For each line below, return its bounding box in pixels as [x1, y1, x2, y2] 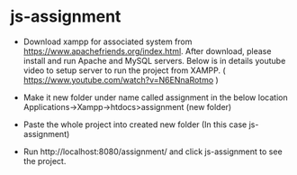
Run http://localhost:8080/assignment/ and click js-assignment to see [22, 146, 283, 157]
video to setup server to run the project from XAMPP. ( [22, 65, 226, 76]
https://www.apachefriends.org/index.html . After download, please [22, 45, 272, 56]
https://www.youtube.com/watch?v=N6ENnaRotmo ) [22, 74, 219, 85]
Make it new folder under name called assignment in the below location [22, 92, 288, 103]
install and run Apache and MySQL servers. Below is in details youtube [22, 55, 286, 66]
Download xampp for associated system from [22, 36, 193, 47]
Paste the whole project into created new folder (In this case [22, 119, 247, 130]
